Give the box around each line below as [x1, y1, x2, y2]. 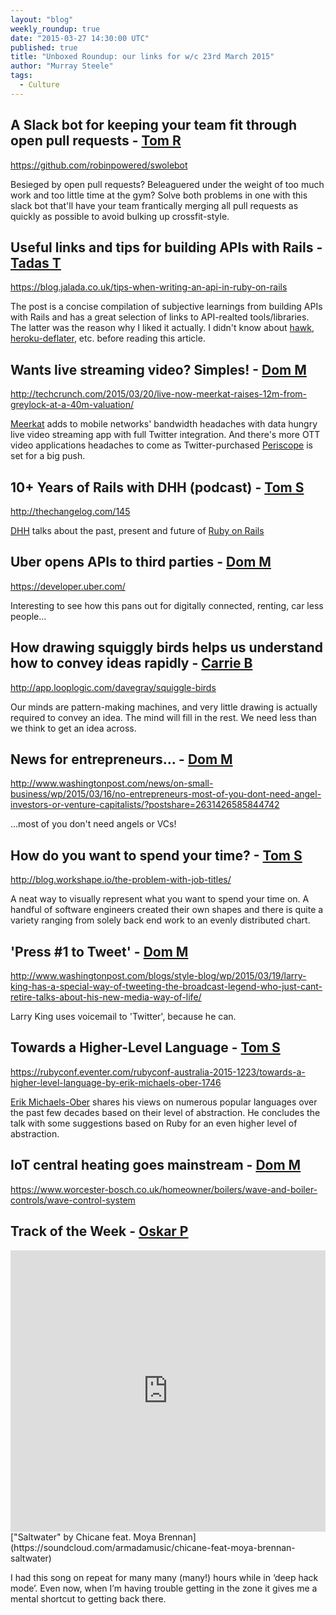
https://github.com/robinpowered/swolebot [10, 159, 188, 171]
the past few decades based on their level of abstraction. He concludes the [10, 1106, 321, 1118]
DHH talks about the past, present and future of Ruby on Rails [10, 525, 265, 536]
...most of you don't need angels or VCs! [10, 818, 177, 830]
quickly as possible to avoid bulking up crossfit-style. [10, 210, 230, 222]
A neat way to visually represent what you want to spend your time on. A [10, 893, 310, 905]
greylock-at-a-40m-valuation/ [10, 399, 135, 411]
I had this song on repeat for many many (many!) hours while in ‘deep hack [10, 1571, 319, 1583]
